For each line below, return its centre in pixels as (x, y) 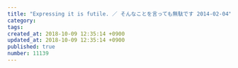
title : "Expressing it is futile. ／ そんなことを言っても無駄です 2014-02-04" (120, 14)
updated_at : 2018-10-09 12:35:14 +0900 (66, 40)
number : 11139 (28, 54)
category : (22, 21)
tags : (15, 27)
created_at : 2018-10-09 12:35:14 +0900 (66, 34)
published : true (31, 47)
